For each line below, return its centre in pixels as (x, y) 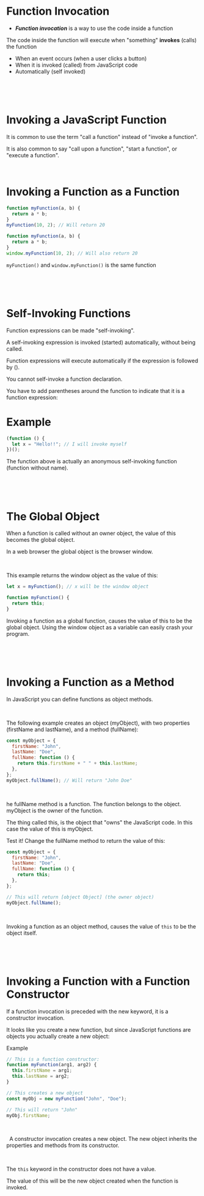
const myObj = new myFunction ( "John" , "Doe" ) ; (67, 1099)
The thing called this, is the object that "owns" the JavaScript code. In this (100, 822)
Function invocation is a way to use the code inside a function (94, 28)
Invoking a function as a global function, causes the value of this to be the (99, 621)
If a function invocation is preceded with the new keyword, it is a (87, 1011)
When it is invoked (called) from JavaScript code (76, 65)
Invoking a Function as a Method (90, 682)
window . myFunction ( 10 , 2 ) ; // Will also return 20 (72, 253)
